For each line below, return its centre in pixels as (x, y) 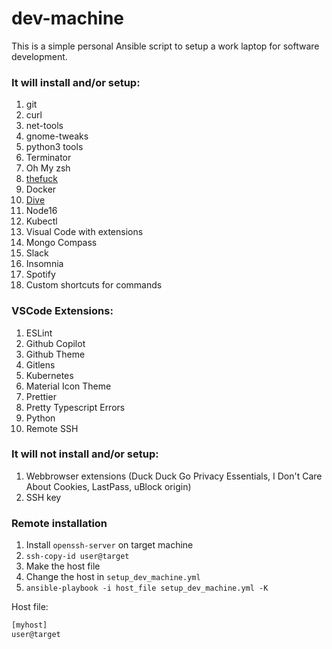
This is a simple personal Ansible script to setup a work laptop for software (165, 46)
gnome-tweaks (57, 136)
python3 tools (54, 147)
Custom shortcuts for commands (94, 285)
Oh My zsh (48, 168)
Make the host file (63, 566)
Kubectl (41, 221)
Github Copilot (55, 343)
